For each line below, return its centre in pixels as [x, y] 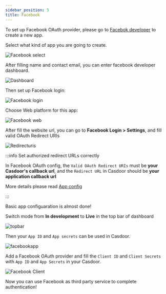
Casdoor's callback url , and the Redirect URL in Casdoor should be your [82, 171]
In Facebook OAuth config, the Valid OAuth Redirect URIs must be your [81, 166]
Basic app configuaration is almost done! [48, 206]
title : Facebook [23, 15]
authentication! [21, 287]
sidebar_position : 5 [27, 10]
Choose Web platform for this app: [42, 110]
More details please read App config [44, 186]
